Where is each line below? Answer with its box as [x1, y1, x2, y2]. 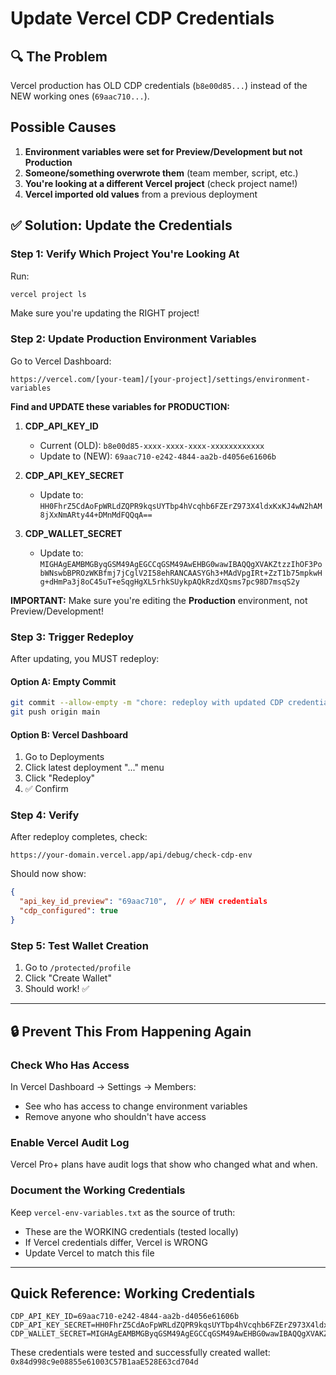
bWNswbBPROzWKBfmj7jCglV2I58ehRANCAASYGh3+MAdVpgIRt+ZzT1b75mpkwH [39, 568, 323, 578]
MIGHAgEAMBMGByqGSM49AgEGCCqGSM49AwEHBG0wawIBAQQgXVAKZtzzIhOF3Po [39, 559, 323, 569]
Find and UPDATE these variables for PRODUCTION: [10, 400, 231, 412]
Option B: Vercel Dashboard [10, 728, 129, 741]
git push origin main [10, 707, 101, 717]
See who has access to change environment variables [24, 1100, 248, 1112]
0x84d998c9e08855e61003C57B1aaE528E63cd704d [10, 1357, 199, 1367]
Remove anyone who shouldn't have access [24, 1110, 207, 1122]
